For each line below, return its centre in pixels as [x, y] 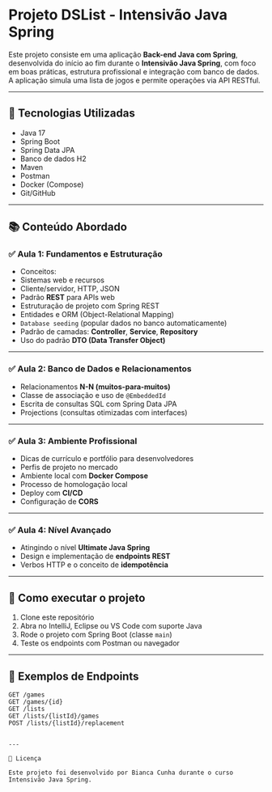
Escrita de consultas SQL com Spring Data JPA [98, 404]
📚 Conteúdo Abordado [68, 227]
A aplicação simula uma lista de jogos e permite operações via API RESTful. [134, 80]
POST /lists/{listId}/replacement [67, 723]
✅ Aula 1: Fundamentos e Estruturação [86, 254]
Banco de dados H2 [53, 159]
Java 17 [33, 133]
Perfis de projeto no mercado [69, 468]
